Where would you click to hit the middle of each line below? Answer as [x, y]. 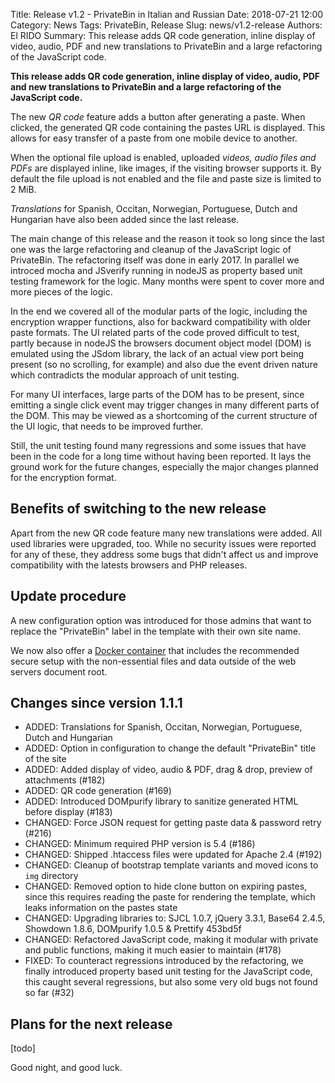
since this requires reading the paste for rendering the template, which [170, 897]
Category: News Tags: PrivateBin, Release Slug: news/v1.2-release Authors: [166, 25]
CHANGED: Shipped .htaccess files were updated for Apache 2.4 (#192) [173, 855]
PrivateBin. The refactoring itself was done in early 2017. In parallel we [155, 260]
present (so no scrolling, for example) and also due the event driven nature [164, 364]
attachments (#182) [65, 780]
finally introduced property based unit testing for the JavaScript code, [168, 971]
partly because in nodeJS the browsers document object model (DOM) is [161, 343]
